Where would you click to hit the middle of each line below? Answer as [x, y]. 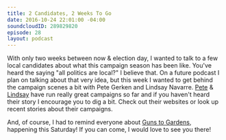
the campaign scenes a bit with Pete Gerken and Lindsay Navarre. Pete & [110, 87]
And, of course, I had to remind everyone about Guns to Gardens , [99, 122]
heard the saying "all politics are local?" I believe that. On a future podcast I [113, 73]
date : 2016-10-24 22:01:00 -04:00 [56, 20]
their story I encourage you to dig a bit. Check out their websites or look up [113, 102]
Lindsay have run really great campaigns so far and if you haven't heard [109, 95]
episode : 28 [24, 32]
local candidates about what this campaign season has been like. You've [110, 66]
